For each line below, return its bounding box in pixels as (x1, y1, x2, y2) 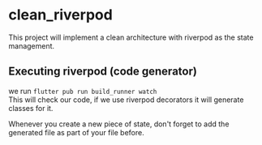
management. (8, 41, 55, 50)
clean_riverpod (8, 6, 114, 24)
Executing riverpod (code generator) (8, 65, 197, 79)
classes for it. (8, 103, 54, 113)
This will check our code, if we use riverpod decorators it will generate (8, 95, 244, 104)
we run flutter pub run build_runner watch (8, 86, 157, 96)
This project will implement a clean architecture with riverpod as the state (8, 32, 254, 42)
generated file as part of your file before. (8, 127, 144, 137)
